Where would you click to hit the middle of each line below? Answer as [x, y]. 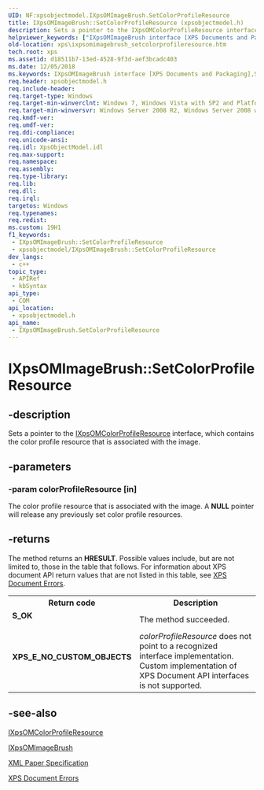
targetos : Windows [38, 205]
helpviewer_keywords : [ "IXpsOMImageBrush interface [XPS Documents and [128, 37]
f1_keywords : [29, 235]
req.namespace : [33, 162]
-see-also [33, 713]
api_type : [24, 293]
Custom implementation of [188, 666]
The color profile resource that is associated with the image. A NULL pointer [131, 506]
